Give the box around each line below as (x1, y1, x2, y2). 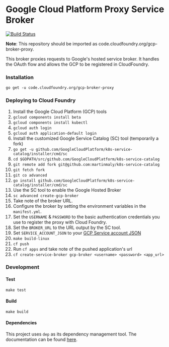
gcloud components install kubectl (13, 120, 88, 125)
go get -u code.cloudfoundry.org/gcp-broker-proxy (6, 85, 114, 90)
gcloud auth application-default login (13, 131, 97, 136)
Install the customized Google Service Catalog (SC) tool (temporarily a (13, 135, 159, 141)
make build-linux (13, 236, 50, 241)
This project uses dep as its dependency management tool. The (6, 331, 137, 337)
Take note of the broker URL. (13, 198, 73, 204)
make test (6, 287, 27, 293)
